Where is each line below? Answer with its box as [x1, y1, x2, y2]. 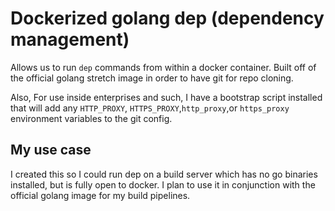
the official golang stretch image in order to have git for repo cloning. [10, 72, 294, 84]
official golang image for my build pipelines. [10, 189, 191, 201]
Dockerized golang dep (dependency [10, 7, 325, 30]
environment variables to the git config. [10, 112, 173, 124]
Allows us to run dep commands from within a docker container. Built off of [10, 61, 317, 73]
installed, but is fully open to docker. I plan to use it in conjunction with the [10, 178, 316, 191]
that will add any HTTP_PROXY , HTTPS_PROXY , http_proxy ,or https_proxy [10, 102, 290, 114]
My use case [10, 142, 92, 159]
